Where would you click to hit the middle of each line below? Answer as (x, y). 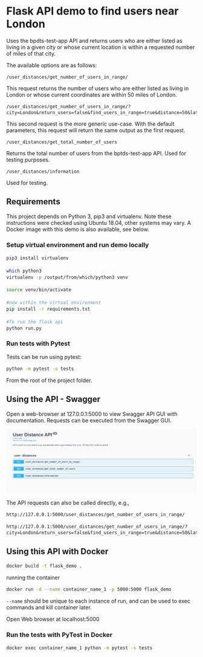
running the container (33, 578)
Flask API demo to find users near (93, 11)
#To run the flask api (35, 322)
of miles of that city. (31, 53)
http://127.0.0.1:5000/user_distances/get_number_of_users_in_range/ (96, 515)
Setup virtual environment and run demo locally (78, 245)
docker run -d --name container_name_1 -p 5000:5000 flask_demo (89, 589)
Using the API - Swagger (53, 399)
